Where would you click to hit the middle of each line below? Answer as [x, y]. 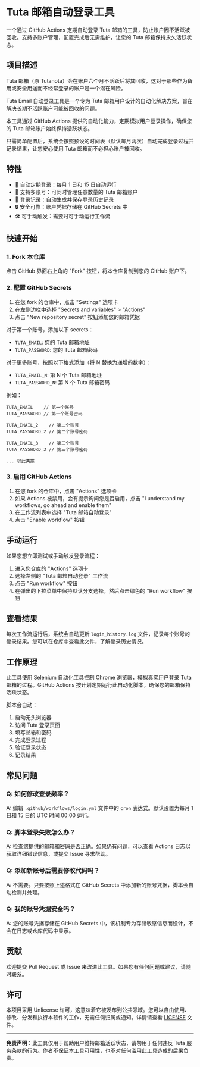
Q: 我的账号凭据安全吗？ [41, 909]
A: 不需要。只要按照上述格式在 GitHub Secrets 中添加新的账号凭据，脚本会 [97, 885]
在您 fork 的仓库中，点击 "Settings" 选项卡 [66, 302]
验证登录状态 [30, 747]
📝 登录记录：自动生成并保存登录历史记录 [64, 199]
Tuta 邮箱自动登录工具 [60, 12]
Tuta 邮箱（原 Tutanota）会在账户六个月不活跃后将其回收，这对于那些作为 [97, 80]
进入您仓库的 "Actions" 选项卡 [51, 568]
